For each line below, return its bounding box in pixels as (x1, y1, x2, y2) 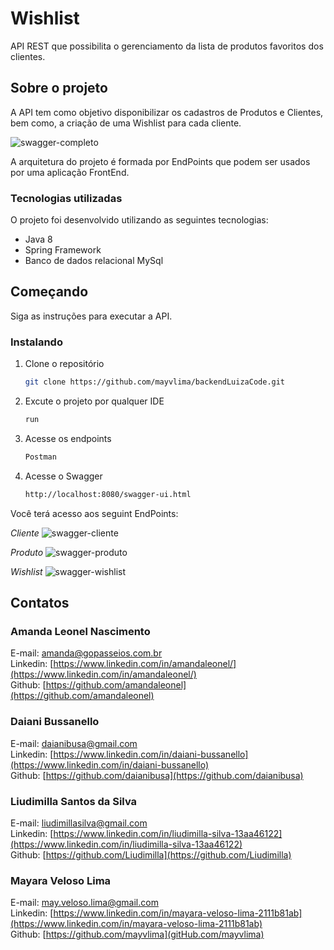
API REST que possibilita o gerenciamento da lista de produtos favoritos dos (10, 40, 324, 52)
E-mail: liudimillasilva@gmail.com (10, 817, 148, 829)
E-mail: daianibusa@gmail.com (10, 737, 138, 749)
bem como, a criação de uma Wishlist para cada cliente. (10, 117, 242, 129)
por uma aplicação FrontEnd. (10, 166, 130, 178)
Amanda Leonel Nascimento (10, 624, 151, 638)
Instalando (10, 335, 63, 349)
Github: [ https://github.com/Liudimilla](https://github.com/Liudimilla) (10, 848, 292, 861)
